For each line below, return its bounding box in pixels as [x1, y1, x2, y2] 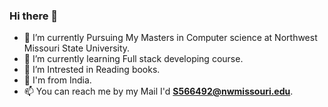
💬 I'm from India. [23, 74, 92, 86]
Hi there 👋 [9, 9, 59, 23]
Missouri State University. [23, 42, 131, 54]
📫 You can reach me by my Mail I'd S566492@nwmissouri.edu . [23, 85, 294, 98]
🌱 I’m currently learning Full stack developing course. [23, 53, 244, 65]
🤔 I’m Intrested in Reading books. [23, 64, 161, 76]
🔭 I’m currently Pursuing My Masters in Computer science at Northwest [23, 32, 318, 44]
